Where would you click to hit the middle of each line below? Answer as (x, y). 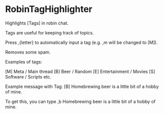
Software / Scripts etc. (28, 76)
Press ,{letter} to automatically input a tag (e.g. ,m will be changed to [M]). (81, 42)
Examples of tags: (24, 61)
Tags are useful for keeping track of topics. (49, 32)
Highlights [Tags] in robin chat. (37, 23)
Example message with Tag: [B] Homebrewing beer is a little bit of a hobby (82, 86)
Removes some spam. (28, 52)
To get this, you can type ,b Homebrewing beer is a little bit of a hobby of (80, 101)
